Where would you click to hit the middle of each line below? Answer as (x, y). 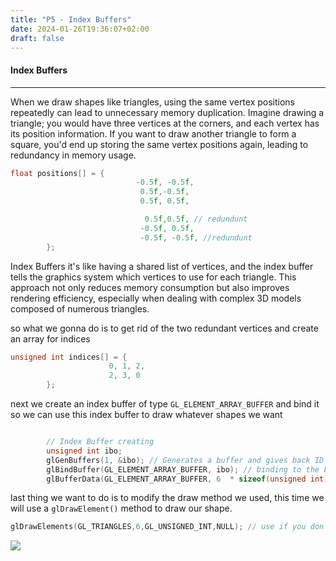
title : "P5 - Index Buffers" (71, 19)
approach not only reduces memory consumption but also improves (150, 287)
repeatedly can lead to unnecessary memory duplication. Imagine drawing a (167, 112)
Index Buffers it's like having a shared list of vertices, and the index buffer (162, 266)
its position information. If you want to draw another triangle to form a (153, 133)
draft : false (37, 38)
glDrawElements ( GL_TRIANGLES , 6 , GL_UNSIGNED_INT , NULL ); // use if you (158, 527)
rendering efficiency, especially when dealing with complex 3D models (156, 298)
